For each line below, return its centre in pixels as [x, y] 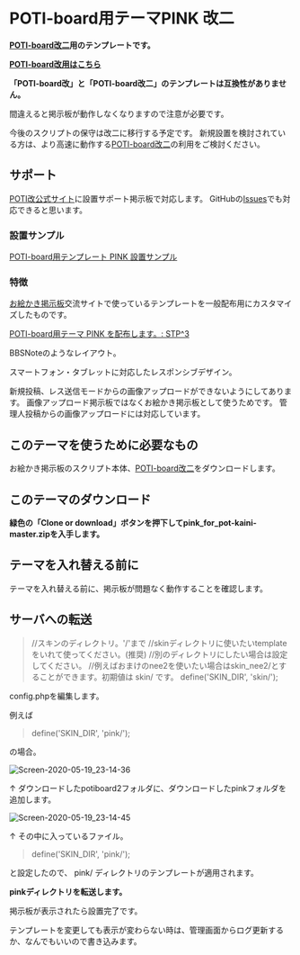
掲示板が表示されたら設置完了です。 [76, 911]
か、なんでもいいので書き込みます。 [75, 941]
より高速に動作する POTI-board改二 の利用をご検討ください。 [152, 144]
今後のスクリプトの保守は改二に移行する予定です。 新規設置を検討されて [144, 132]
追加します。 [33, 799]
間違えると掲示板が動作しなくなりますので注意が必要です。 [119, 113]
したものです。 [44, 315]
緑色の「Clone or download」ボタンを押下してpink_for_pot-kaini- [133, 522]
